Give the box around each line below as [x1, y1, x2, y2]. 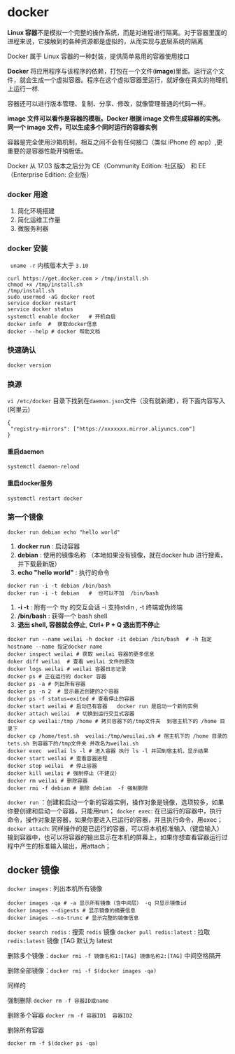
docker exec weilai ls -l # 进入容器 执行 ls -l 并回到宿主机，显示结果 [7, 748, 208, 755]
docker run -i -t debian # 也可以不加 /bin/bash [7, 590, 159, 597]
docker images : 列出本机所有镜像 [7, 884, 103, 893]
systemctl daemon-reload [7, 464, 80, 471]
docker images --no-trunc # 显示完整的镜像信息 [7, 914, 139, 921]
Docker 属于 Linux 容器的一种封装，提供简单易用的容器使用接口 [7, 52, 190, 60]
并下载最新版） [17, 559, 61, 568]
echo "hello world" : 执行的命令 [17, 568, 110, 576]
